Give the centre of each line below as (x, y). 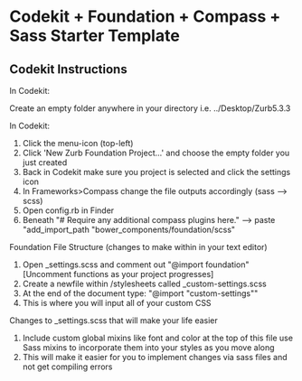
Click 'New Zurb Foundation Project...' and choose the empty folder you (156, 153)
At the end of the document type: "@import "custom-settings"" (140, 293)
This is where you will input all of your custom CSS (117, 303)
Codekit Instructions (69, 69)
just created (45, 163)
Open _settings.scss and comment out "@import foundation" (136, 265)
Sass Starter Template (95, 36)
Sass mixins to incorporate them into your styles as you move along (148, 348)
